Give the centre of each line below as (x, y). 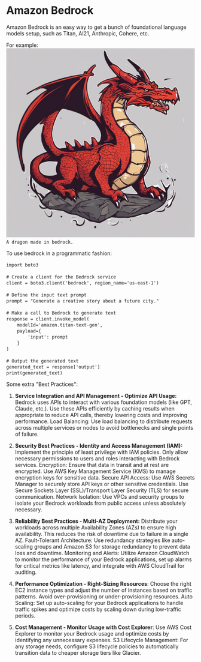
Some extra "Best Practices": (42, 384)
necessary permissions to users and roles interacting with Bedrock (97, 458)
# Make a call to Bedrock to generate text (61, 313)
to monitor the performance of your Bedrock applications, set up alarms (103, 559)
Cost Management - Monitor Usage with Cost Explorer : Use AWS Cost (103, 627)
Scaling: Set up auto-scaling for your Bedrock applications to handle (99, 603)
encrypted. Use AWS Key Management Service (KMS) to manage (95, 471)
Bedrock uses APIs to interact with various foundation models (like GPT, (103, 402)
